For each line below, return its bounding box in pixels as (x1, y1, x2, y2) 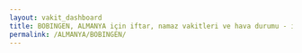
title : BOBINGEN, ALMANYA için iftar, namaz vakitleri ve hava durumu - (9, 22, 288, 31)
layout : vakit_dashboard (9, 13, 102, 22)
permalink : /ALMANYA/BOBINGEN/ (9, 30, 127, 39)
